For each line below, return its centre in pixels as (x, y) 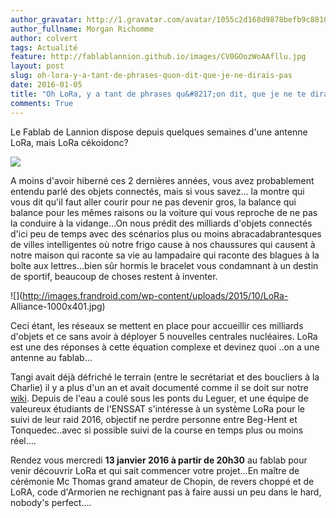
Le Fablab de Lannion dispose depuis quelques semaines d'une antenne (159, 132)
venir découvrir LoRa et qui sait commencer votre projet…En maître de (155, 470)
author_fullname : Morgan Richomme (82, 29)
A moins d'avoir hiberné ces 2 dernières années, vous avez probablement (162, 180)
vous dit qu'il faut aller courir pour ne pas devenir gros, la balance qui (153, 202)
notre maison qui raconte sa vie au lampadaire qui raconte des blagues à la (165, 255)
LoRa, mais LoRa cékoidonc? (69, 142)
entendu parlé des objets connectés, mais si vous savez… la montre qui (157, 191)
